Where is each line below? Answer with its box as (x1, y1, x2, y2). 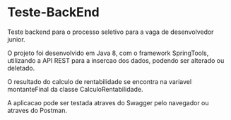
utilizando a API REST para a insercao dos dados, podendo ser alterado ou (7, 56, 225, 64)
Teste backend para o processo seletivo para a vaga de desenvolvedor (7, 28, 214, 36)
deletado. (7, 64, 35, 72)
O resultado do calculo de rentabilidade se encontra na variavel (7, 77, 192, 85)
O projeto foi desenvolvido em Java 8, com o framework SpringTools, (7, 49, 209, 57)
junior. (7, 35, 26, 43)
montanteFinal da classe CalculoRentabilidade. (7, 85, 143, 93)
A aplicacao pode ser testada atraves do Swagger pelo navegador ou (7, 98, 210, 107)
